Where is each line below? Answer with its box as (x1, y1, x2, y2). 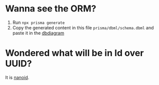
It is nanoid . (5, 74, 30, 80)
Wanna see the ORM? (5, 3, 96, 14)
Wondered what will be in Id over (5, 48, 144, 59)
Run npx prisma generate (12, 19, 65, 25)
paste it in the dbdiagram (12, 30, 64, 36)
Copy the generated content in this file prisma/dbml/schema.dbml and (12, 24, 154, 30)
